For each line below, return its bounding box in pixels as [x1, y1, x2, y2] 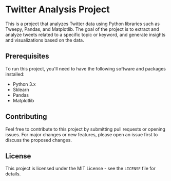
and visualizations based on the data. [5, 37, 84, 43]
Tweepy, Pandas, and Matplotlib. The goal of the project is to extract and [5, 26, 159, 32]
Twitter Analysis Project [5, 4, 110, 15]
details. [5, 171, 21, 177]
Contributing [5, 112, 47, 121]
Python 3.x [12, 81, 36, 87]
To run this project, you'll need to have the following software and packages [5, 65, 166, 71]
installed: [5, 71, 25, 77]
